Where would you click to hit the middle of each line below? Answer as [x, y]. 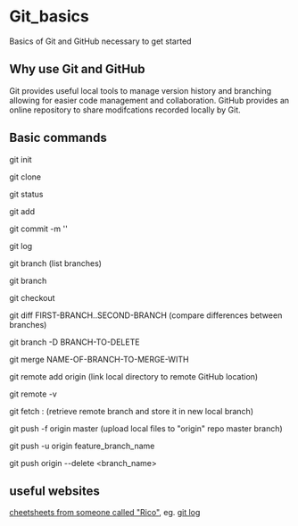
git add [22, 211]
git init [21, 159]
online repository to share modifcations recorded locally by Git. [125, 110]
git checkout [32, 297]
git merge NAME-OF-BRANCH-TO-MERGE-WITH [99, 359]
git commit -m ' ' [39, 229]
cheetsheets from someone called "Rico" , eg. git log [105, 513]
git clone [25, 177]
